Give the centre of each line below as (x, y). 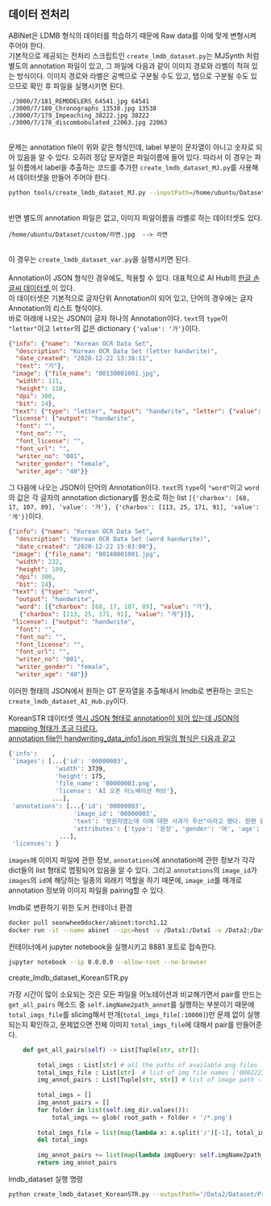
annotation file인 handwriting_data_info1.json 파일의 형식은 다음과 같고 (122, 738)
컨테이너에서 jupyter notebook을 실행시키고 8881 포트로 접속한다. (113, 947)
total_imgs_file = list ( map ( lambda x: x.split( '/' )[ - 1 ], (135, 1132)
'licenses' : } (35, 844)
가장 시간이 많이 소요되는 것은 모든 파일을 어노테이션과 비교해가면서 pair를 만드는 (135, 994)
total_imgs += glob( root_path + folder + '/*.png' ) (142, 1117)
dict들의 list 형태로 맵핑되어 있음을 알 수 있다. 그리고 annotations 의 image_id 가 (133, 870)
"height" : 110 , (41, 389)
